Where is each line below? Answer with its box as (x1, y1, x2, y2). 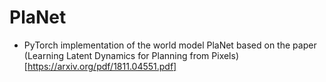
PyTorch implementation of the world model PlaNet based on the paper (23, 39, 317, 51)
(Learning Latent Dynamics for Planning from (23, 49, 210, 61)
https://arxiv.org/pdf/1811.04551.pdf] (27, 60, 177, 72)
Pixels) (211, 49, 240, 61)
